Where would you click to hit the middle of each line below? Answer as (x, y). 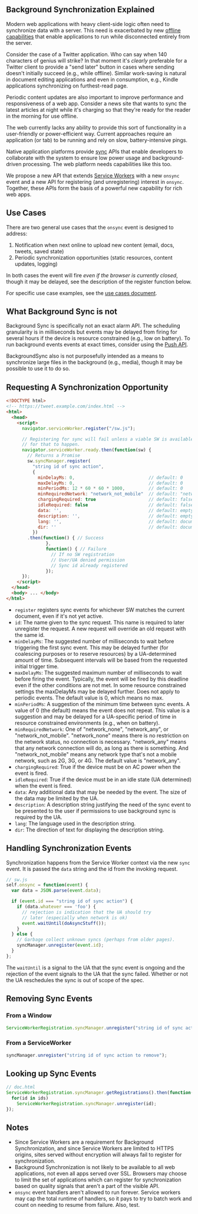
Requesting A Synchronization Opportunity (87, 387)
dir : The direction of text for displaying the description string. (89, 830)
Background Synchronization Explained (80, 10)
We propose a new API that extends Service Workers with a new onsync (93, 175)
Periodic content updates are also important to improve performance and (95, 97)
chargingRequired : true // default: (108, 500)
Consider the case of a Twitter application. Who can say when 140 (87, 54)
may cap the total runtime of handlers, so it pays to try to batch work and (103, 1198)
